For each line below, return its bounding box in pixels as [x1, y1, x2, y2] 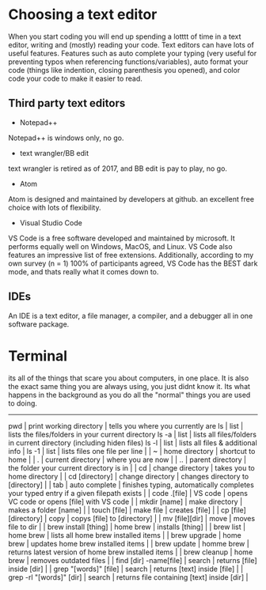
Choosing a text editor [8, 6, 158, 24]
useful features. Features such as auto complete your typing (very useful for [8, 48, 257, 58]
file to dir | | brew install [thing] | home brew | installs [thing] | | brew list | [8, 522, 246, 531]
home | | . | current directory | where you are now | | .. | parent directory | [8, 455, 247, 464]
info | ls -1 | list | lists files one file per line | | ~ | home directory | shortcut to [8, 446, 256, 456]
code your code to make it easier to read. [8, 74, 142, 83]
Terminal [8, 346, 68, 365]
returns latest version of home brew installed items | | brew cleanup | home [8, 547, 253, 557]
